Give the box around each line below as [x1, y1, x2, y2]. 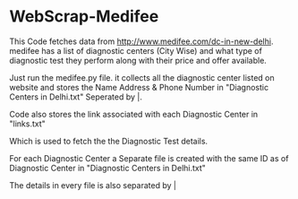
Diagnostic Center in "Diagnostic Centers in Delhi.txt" [9, 162, 206, 173]
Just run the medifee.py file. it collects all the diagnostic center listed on [9, 72, 275, 82]
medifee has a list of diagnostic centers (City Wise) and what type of [9, 45, 262, 56]
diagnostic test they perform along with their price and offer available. [9, 55, 267, 65]
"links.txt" [9, 118, 47, 129]
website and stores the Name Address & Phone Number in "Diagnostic [9, 82, 269, 92]
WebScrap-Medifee [9, 6, 159, 27]
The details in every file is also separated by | [9, 179, 177, 190]
